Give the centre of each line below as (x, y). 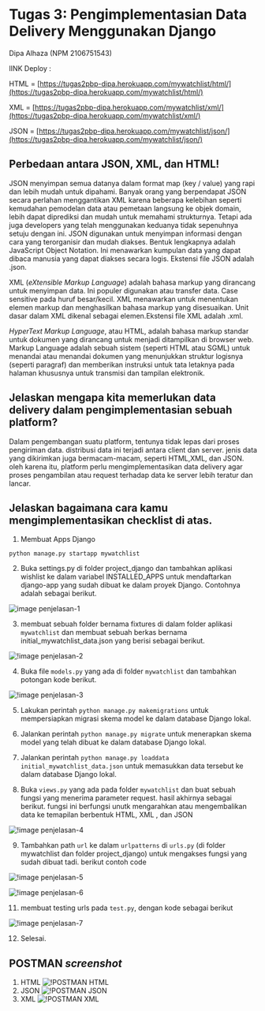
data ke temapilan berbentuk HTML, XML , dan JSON (106, 815)
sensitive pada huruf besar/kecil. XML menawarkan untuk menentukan (124, 299)
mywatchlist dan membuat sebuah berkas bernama (104, 632)
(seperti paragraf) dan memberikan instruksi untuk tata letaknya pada (122, 364)
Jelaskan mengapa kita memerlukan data (112, 398)
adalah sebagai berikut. (58, 594)
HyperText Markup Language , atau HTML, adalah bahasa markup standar (129, 331)
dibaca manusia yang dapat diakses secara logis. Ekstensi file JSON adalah (132, 259)
